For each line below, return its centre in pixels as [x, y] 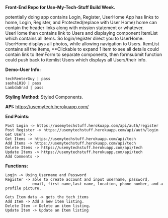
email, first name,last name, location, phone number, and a [98, 184]
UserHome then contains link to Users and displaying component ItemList [81, 33]
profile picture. [23, 188]
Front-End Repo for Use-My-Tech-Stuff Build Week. [60, 7]
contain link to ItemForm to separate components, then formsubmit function [84, 54]
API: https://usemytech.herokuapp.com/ [47, 107]
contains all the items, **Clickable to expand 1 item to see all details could [82, 49]
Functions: [17, 166]
